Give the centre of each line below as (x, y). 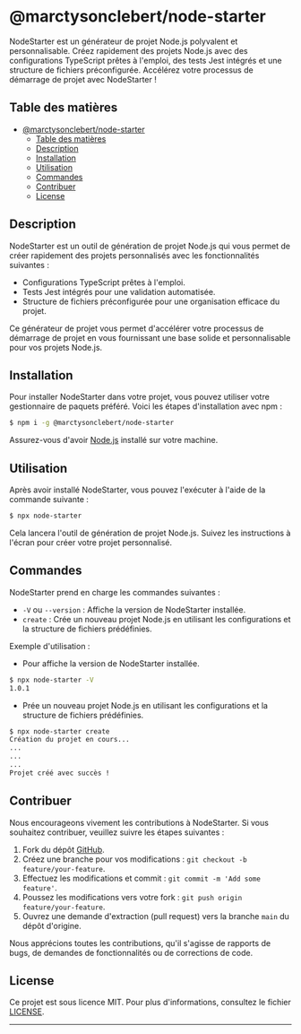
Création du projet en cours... (69, 740)
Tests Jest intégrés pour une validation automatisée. (119, 291)
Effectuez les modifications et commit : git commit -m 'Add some (142, 878)
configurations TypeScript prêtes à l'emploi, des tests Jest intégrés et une (146, 60)
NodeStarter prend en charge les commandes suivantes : (115, 592)
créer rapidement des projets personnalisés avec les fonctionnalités (134, 255)
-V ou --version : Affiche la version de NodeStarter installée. (134, 609)
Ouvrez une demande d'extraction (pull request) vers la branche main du (155, 916)
